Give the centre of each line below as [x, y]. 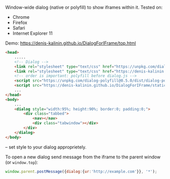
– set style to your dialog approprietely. [46, 147]
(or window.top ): [22, 162]
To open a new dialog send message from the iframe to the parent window [83, 157]
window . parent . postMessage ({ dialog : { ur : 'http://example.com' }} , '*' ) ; [81, 171]
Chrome [21, 17]
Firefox [20, 23]
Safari [19, 28]
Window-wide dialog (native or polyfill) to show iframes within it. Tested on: [84, 7]
